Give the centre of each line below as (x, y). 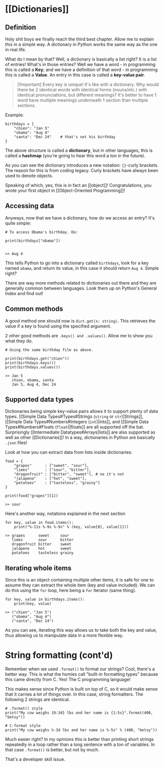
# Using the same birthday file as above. (49, 350)
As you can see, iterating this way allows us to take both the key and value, (81, 630)
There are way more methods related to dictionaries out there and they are (81, 283)
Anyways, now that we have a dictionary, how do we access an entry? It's (80, 218)
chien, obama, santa (33, 380)
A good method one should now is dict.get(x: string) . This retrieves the (80, 321)
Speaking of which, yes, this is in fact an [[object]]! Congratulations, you (78, 185)
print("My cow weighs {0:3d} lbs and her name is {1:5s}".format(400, (79, 713)
